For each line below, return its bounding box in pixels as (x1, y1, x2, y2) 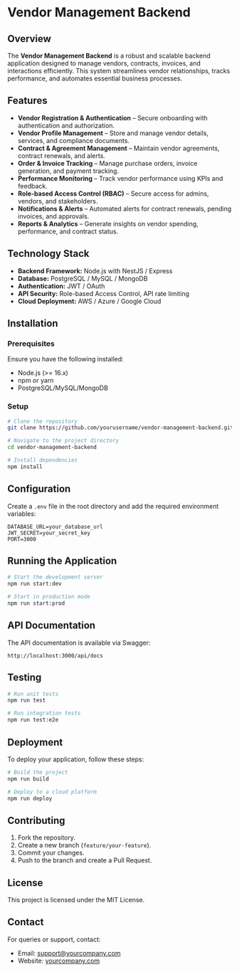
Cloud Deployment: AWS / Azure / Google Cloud (17, 297, 161, 305)
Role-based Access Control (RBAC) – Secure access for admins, (17, 189, 209, 198)
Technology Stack (7, 248, 90, 260)
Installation (7, 317, 58, 329)
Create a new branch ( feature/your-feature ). (17, 841, 152, 850)
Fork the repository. (17, 833, 76, 842)
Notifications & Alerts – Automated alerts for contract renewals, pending (17, 204, 232, 213)
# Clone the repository (7, 418, 78, 425)
